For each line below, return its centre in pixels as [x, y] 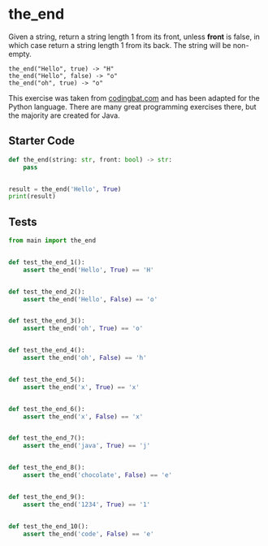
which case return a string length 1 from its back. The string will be [120, 45]
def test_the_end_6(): [47, 409]
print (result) [32, 197]
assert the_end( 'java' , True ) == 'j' [87, 446]
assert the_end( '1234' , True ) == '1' [87, 505]
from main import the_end [52, 240]
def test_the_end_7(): [47, 438]
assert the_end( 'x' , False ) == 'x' [83, 416]
